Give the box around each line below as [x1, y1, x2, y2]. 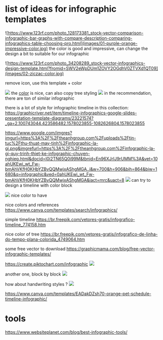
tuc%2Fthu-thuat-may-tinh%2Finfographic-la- [5, 140, 98, 146]
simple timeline [5, 216, 36, 222]
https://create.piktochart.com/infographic [5, 261, 89, 267]
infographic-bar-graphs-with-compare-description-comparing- [5, 35, 133, 41]
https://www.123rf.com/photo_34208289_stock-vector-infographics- [8, 60, 145, 66]
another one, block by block [5, 271, 61, 277]
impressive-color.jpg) [5, 45, 48, 51]
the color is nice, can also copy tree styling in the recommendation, [11, 90, 152, 96]
